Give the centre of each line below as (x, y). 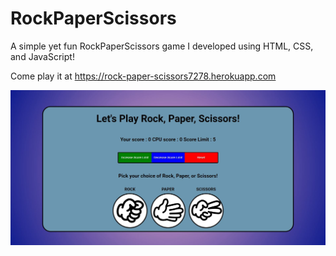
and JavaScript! (42, 56)
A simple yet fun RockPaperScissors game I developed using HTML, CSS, (162, 46)
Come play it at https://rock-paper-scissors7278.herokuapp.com (143, 76)
